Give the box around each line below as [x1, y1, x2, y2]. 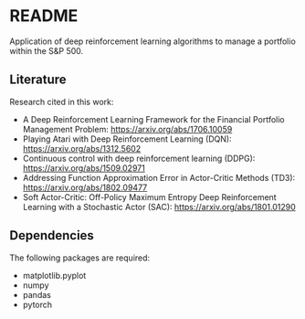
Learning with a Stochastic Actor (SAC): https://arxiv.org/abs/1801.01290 [22, 201, 297, 212]
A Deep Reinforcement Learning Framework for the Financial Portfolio [22, 113, 285, 124]
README [9, 5, 79, 27]
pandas [22, 289, 52, 300]
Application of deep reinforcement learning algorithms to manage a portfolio [9, 36, 297, 47]
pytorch [22, 299, 53, 310]
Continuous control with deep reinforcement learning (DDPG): [22, 153, 256, 164]
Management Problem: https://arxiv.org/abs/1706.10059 [22, 123, 233, 134]
